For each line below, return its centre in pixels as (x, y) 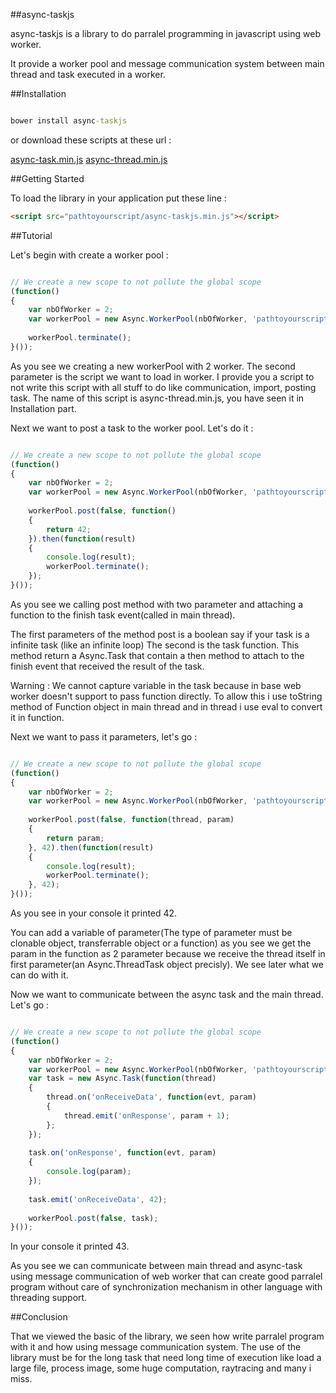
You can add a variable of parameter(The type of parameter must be (151, 932)
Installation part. (43, 408)
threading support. (49, 1298)
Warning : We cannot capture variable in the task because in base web (156, 685)
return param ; (75, 838)
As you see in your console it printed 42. (94, 913)
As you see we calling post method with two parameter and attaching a (156, 604)
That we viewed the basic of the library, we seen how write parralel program (167, 1336)
